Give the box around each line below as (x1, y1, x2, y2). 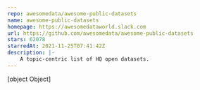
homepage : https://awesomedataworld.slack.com (7, 23, 146, 30)
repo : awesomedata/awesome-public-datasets (7, 10, 137, 17)
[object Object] (7, 75, 51, 83)
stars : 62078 (7, 36, 46, 43)
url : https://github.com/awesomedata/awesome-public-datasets (7, 29, 194, 37)
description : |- (7, 50, 55, 57)
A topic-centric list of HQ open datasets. (20, 56, 150, 63)
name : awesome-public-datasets (7, 17, 99, 24)
